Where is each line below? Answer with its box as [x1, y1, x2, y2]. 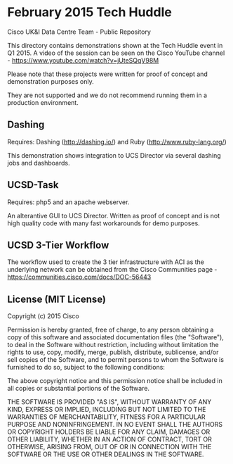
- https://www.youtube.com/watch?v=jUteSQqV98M [7, 56, 159, 64]
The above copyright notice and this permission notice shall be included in [7, 377, 222, 385]
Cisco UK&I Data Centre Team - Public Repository [7, 27, 151, 36]
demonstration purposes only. [7, 77, 94, 85]
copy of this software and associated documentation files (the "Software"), [7, 333, 225, 341]
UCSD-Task [7, 179, 59, 191]
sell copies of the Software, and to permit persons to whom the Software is [7, 356, 225, 364]
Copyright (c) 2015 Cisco [7, 312, 79, 320]
